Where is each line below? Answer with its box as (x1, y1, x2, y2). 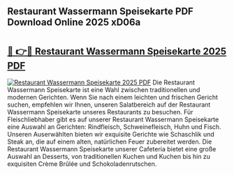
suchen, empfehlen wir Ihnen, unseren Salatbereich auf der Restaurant (7, 100, 211, 109)
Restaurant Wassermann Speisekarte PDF (7, 6, 193, 17)
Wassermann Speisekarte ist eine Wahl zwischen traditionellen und (7, 86, 200, 93)
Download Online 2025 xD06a (7, 17, 141, 29)
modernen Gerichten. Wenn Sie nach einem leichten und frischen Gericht (7, 93, 219, 101)
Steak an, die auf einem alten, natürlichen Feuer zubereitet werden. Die (7, 137, 212, 146)
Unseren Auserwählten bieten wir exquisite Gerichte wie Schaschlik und (7, 130, 214, 138)
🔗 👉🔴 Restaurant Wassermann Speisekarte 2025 (7, 45, 227, 57)
